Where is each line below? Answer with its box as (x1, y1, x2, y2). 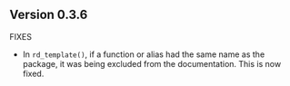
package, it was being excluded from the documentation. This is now (22, 58, 282, 69)
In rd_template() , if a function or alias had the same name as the (22, 49, 265, 60)
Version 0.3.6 (9, 7, 88, 23)
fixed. (22, 68, 45, 79)
